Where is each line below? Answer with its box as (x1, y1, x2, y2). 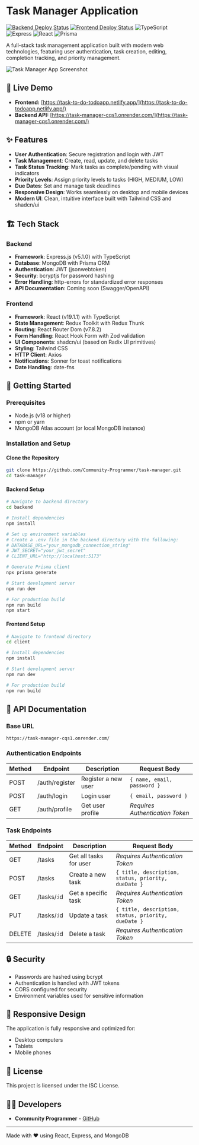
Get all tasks (69, 852, 104, 860)
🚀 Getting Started (6, 380, 72, 391)
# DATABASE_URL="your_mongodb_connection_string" (6, 542, 131, 548)
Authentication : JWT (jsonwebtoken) (14, 266, 107, 273)
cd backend (6, 505, 33, 510)
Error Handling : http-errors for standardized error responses (14, 278, 163, 286)
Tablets (14, 1043, 33, 1050)
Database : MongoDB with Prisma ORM (14, 259, 110, 267)
